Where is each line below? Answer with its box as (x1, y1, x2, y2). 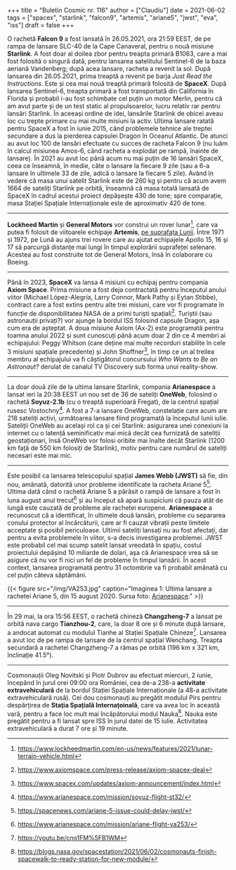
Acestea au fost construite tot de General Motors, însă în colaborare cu (7, 250, 213, 259)
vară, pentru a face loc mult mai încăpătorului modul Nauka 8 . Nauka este (7, 708, 218, 718)
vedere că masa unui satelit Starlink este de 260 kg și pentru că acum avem (7, 177, 227, 185)
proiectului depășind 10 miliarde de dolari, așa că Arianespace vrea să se (7, 548, 218, 556)
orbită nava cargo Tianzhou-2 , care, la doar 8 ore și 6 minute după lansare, (7, 619, 226, 628)
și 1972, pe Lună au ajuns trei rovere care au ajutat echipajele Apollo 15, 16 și (7, 235, 228, 243)
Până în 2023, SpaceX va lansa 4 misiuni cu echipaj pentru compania (7, 278, 209, 286)
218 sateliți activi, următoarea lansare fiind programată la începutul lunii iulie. (7, 414, 228, 422)
